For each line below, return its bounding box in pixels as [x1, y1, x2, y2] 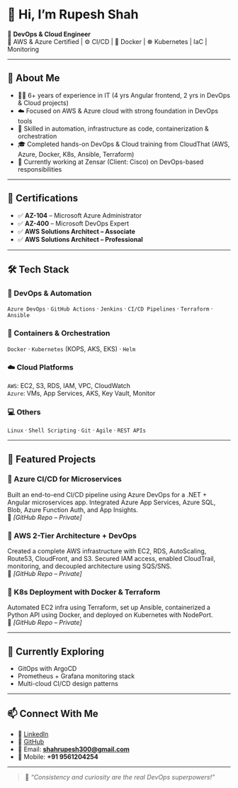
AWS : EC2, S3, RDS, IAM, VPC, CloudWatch [7, 381, 131, 389]
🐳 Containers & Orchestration [7, 328, 110, 338]
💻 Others [7, 407, 41, 417]
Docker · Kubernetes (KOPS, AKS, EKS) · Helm [7, 344, 136, 353]
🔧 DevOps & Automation [7, 288, 92, 298]
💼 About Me [7, 72, 60, 84]
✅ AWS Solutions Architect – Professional [17, 235, 143, 243]
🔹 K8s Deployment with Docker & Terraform [7, 587, 161, 597]
